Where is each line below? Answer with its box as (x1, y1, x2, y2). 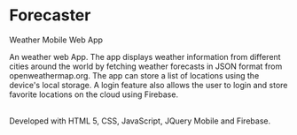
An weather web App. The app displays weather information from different (9, 51, 281, 62)
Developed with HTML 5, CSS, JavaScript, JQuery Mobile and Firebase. (9, 116, 271, 126)
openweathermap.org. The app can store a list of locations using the (9, 70, 260, 80)
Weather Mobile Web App (9, 34, 104, 45)
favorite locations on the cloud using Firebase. (9, 89, 179, 100)
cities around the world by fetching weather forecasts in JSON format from (9, 61, 283, 71)
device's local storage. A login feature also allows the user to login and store (9, 79, 288, 90)
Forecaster (9, 5, 91, 26)
